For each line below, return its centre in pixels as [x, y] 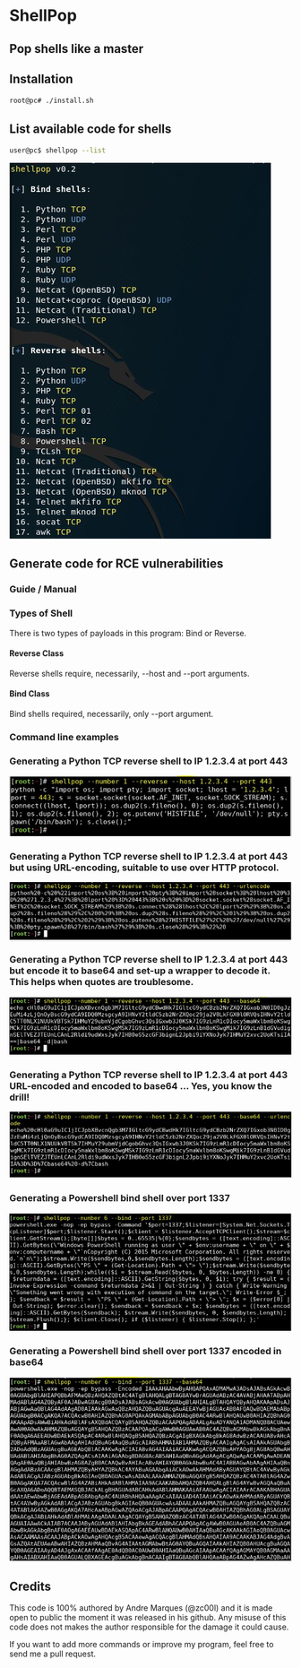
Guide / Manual [43, 590]
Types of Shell [41, 613]
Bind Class [30, 694]
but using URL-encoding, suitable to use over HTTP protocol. [144, 868]
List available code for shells [90, 129]
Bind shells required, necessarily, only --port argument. [112, 713]
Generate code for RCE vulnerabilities [116, 564]
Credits [30, 1586]
